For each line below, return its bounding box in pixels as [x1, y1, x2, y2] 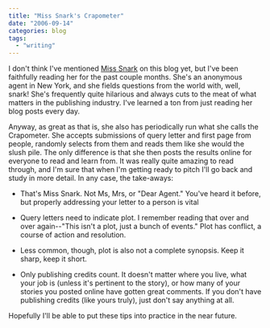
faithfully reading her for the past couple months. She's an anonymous [8, 72, 243, 82]
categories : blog [8, 27, 67, 35]
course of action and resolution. [19, 230, 127, 240]
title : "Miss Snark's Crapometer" [8, 11, 125, 20]
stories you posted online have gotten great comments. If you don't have [19, 287, 262, 297]
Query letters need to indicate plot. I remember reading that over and [19, 213, 250, 223]
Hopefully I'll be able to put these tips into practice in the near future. [8, 311, 238, 321]
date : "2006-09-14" [8, 19, 74, 27]
